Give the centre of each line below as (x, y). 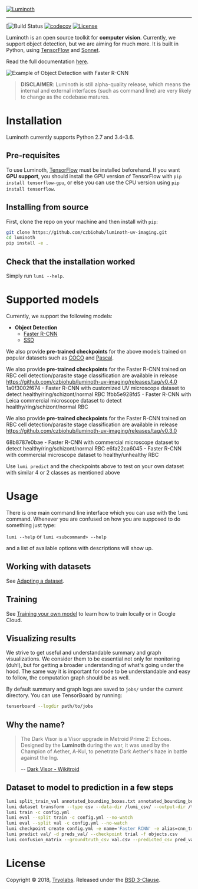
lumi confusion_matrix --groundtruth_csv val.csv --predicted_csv (89, 839)
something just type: (31, 525)
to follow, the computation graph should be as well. (68, 678)
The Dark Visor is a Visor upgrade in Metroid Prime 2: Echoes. (96, 739)
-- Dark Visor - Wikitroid (50, 769)
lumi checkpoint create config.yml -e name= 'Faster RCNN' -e (83, 829)
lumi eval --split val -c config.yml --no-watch (67, 823)
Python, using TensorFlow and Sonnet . (53, 50)
